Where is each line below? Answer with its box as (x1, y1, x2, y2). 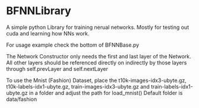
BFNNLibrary (6, 4, 71, 18)
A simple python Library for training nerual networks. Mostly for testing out (6, 24, 189, 31)
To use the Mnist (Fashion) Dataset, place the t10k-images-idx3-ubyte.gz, (6, 77, 187, 84)
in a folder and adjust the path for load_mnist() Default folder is (29, 89, 183, 96)
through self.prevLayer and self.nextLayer (6, 65, 108, 72)
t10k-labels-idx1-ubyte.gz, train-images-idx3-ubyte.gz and (6, 83, 150, 90)
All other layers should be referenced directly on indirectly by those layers (6, 59, 187, 66)
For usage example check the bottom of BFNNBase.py (6, 41, 140, 48)
